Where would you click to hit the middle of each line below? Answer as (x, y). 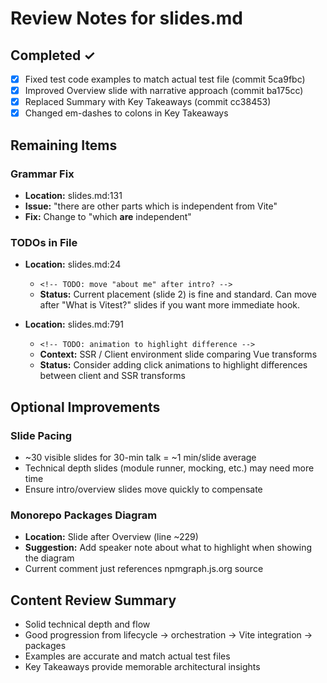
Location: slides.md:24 (73, 264)
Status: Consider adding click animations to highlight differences (173, 365)
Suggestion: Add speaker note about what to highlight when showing (168, 548)
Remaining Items (64, 145)
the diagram (49, 558)
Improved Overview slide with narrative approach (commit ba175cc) (164, 91)
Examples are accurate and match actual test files (127, 656)
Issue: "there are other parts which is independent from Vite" (151, 206)
